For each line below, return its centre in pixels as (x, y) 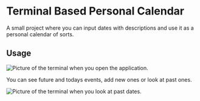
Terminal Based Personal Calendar (95, 11)
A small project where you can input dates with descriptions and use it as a (100, 28)
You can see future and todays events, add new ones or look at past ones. (99, 79)
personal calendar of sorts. (40, 34)
